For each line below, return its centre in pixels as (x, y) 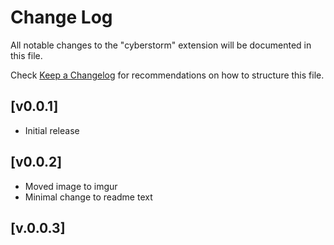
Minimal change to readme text (88, 197)
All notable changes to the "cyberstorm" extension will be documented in (161, 45)
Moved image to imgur (71, 186)
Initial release (52, 130)
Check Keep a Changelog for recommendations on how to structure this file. (167, 75)
